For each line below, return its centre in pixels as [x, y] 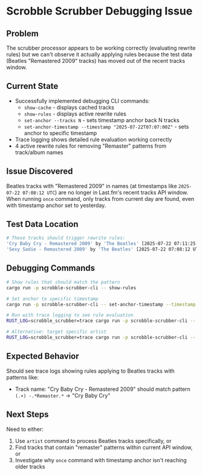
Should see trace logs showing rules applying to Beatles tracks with [91, 371]
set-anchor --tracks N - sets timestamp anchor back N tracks [102, 120]
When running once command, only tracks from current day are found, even [100, 198]
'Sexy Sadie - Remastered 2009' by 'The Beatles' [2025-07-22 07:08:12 [98, 249]
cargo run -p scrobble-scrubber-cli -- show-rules [71, 288]
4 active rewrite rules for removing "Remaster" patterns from [91, 146]
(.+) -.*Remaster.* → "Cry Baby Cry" [63, 395]
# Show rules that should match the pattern [63, 282]
